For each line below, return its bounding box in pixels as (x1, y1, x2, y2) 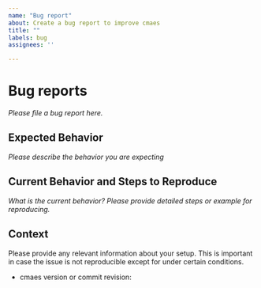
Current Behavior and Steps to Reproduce (8, 175, 218, 188)
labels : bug (8, 33, 47, 42)
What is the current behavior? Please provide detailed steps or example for (8, 195, 252, 206)
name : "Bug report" (8, 11, 73, 20)
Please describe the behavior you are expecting (8, 152, 164, 161)
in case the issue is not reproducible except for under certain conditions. (8, 256, 244, 266)
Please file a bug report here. (8, 108, 103, 118)
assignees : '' (8, 41, 55, 49)
